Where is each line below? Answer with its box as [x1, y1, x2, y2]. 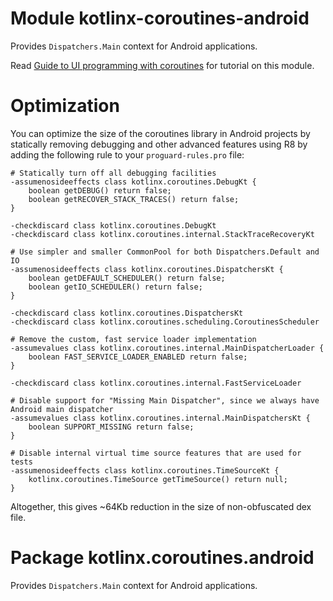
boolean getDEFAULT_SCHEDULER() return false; [28, 273, 226, 283]
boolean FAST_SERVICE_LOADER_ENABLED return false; [28, 352, 248, 362]
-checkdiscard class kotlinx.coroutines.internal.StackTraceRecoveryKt [10, 229, 315, 239]
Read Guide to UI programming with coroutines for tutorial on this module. [10, 59, 315, 71]
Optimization [10, 95, 120, 117]
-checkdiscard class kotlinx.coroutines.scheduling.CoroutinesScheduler [10, 317, 320, 327]
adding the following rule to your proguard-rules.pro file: [10, 148, 245, 161]
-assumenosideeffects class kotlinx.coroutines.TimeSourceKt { [10, 465, 280, 476]
